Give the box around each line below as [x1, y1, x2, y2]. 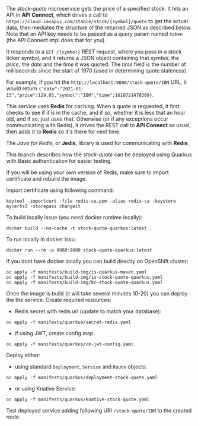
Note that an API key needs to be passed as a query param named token [6, 30, 183, 37]
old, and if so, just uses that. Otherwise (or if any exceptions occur [6, 115, 169, 122]
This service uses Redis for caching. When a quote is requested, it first [6, 103, 180, 109]
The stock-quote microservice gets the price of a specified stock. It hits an [6, 5, 189, 12]
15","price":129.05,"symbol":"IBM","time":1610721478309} [6, 92, 152, 98]
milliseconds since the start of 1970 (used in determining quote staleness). [6, 67, 188, 74]
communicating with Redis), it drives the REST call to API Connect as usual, [6, 122, 191, 128]
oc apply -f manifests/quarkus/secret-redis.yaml [6, 319, 132, 325]
